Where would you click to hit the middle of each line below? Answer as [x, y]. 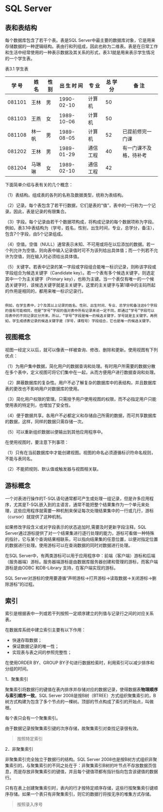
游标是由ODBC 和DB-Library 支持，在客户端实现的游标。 [62, 568]
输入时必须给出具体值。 [58, 256]
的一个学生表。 [20, 58]
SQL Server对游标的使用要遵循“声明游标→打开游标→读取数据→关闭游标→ [79, 578]
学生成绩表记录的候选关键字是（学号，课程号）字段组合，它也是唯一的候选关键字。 [82, 321]
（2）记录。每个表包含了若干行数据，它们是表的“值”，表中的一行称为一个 [78, 205]
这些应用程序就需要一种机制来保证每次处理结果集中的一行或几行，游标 [83, 510]
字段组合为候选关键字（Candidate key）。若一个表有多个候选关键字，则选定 [80, 273]
